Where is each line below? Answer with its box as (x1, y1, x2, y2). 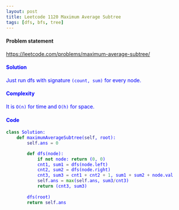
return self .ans (27, 199, 66, 205)
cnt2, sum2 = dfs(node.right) (37, 167, 111, 173)
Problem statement (6, 37, 54, 44)
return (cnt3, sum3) (37, 183, 87, 190)
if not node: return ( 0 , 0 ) (37, 156, 106, 162)
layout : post (6, 8, 38, 15)
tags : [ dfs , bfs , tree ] (6, 19, 64, 25)
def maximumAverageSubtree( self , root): (16, 135, 116, 141)
